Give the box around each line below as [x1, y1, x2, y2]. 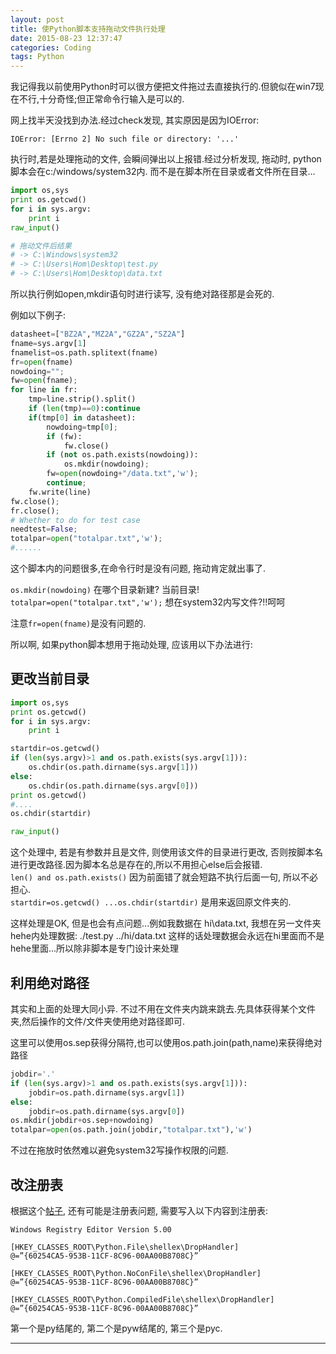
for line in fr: [10, 385, 78, 395]
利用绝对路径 [10, 974, 90, 991]
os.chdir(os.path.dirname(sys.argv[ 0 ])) [28, 781, 199, 791]
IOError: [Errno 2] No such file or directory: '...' [10, 134, 240, 145]
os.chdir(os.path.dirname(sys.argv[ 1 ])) [28, 762, 199, 773]
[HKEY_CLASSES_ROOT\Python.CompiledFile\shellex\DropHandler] [10, 1294, 275, 1305]
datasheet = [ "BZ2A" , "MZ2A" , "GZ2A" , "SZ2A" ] [10, 329, 186, 339]
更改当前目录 [10, 671, 90, 688]
